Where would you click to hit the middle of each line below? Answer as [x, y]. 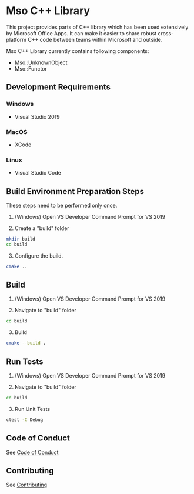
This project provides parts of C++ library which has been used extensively [97, 27]
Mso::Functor [31, 68]
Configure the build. [39, 256]
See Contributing [27, 485]
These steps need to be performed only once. [62, 206]
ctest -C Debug [25, 420]
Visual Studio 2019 [37, 116]
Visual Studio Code [38, 173]
